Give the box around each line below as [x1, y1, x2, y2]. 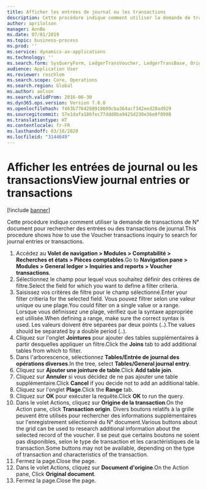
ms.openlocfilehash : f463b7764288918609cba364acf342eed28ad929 [7, 105, 172, 112]
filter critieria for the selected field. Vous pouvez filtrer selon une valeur [15, 294, 196, 302]
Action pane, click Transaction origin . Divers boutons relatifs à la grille [15, 405, 194, 412]
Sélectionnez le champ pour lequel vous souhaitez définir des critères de [15, 276, 200, 283]
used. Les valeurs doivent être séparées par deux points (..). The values [15, 321, 196, 328]
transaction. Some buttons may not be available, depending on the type [15, 444, 195, 452]
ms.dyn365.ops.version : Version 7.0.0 [7, 100, 106, 106]
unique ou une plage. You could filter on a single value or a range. [15, 301, 180, 309]
